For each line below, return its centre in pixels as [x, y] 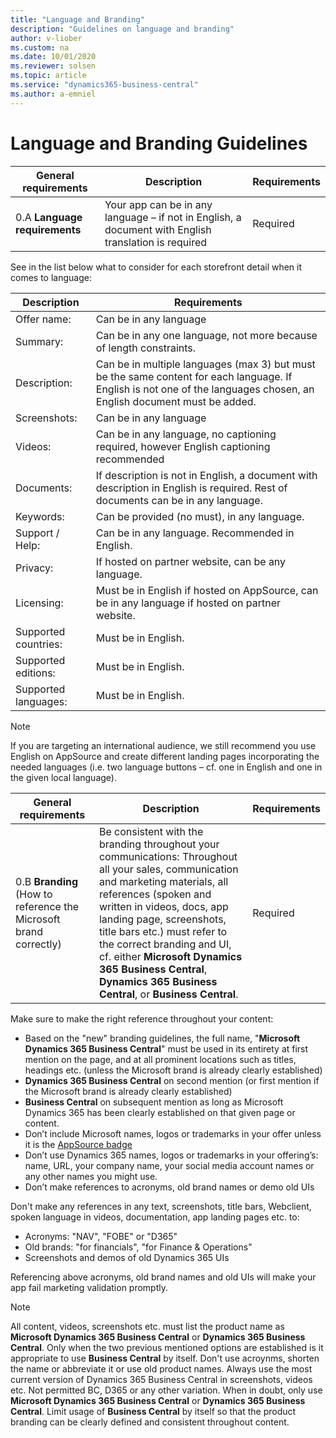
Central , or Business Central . [168, 994]
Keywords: [40, 516]
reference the [47, 906]
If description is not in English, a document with [206, 475]
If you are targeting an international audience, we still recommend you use [163, 745]
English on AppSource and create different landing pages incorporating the [165, 756]
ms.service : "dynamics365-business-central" [104, 85]
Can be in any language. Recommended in [195, 533]
